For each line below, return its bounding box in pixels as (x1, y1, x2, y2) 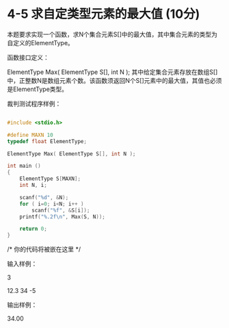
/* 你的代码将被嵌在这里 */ (7, 245, 81, 253)
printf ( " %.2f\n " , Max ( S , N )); (19, 213, 106, 220)
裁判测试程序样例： (7, 99, 62, 108)
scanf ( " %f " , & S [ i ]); (31, 207, 90, 214)
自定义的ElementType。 (7, 38, 74, 47)
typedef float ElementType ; (7, 138, 87, 144)
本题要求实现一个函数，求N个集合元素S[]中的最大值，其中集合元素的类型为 (7, 30, 217, 38)
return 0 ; (19, 225, 48, 233)
